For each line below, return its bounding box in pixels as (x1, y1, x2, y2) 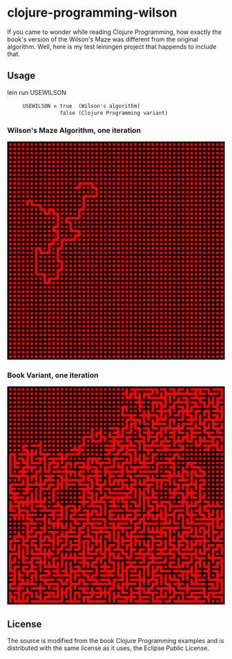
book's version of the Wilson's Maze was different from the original (7, 35, 199, 43)
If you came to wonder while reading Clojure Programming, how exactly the (7, 28, 222, 36)
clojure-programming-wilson (7, 5, 177, 21)
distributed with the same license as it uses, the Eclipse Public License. (7, 644, 209, 652)
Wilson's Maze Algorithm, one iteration (7, 125, 142, 135)
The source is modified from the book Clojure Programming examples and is (7, 637, 224, 645)
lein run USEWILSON (7, 88, 67, 96)
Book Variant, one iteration (7, 370, 99, 380)
